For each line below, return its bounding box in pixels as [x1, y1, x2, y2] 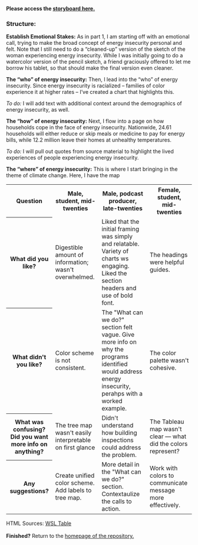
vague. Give [101, 331, 135, 339]
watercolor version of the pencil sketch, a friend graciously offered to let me [6, 58, 191, 66]
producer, [108, 197, 137, 205]
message [149, 487, 176, 495]
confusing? [12, 425, 46, 433]
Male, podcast [102, 190, 143, 198]
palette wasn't [149, 357, 189, 365]
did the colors [149, 440, 188, 448]
